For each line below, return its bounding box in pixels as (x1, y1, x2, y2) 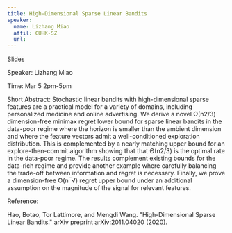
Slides (7, 55, 25, 63)
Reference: (7, 197, 39, 205)
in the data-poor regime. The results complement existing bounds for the (7, 154, 216, 163)
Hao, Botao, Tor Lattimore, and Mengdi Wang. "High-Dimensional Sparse (7, 211, 216, 219)
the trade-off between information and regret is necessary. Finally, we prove (7, 169, 226, 178)
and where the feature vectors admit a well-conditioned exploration (7, 132, 200, 141)
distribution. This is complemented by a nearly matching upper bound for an (7, 139, 225, 148)
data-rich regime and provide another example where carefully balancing (7, 162, 217, 170)
